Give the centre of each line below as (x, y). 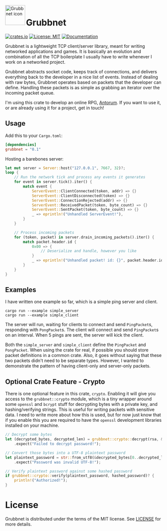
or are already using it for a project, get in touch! (55, 108)
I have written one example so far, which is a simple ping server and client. (82, 302)
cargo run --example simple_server (42, 311)
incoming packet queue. (30, 93)
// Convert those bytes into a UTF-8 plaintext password (65, 453)
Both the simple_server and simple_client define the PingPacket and (76, 345)
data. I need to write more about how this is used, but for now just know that (83, 415)
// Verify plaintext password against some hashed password (69, 471)
